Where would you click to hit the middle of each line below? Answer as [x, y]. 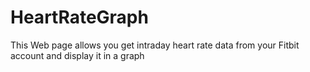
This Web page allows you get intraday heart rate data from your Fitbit [155, 45]
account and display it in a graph [77, 55]
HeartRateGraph [79, 17]
